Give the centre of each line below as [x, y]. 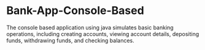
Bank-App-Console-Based [75, 11]
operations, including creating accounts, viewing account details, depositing [103, 34]
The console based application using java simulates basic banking [90, 27]
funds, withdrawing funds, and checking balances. [71, 40]
